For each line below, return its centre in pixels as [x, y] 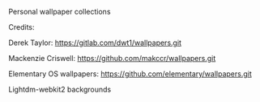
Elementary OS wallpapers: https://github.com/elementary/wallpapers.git [130, 74]
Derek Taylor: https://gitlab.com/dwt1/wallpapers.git [95, 43]
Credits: [21, 27]
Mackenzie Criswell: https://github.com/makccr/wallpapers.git [112, 58]
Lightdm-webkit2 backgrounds [60, 89]
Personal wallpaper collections [60, 12]
